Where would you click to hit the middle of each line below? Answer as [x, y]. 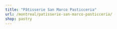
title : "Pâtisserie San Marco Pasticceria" [51, 10]
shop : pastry [19, 19]
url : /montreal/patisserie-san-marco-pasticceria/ [59, 14]
